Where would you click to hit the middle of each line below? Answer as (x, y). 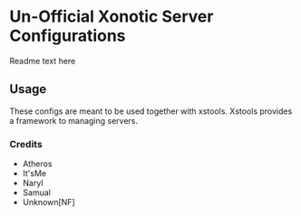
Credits (26, 144)
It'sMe (34, 174)
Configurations (68, 36)
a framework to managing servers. (74, 120)
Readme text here (43, 61)
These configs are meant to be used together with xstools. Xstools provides (151, 111)
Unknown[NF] (49, 202)
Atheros (37, 164)
